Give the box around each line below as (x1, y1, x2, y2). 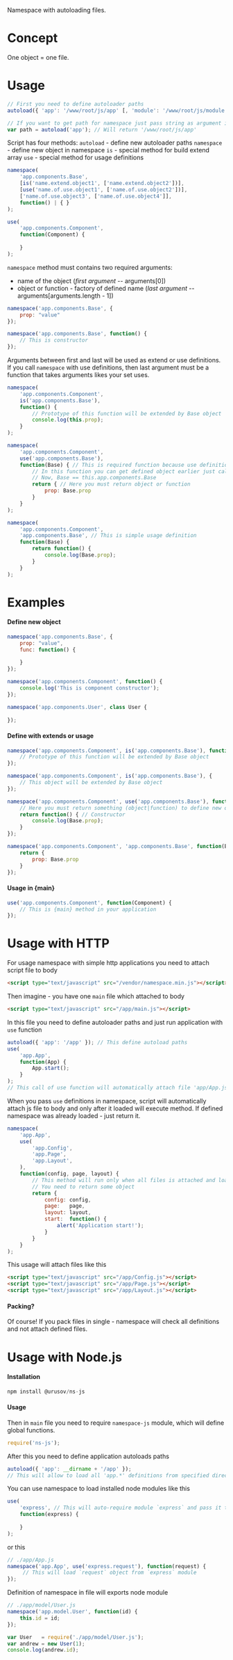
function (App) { (19, 1058, 67, 1065)
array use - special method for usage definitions (7, 153, 144, 162)
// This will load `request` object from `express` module (22, 1569, 197, 1577)
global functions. (7, 1426, 55, 1434)
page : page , (44, 1203, 85, 1210)
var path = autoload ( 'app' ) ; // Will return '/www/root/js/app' (7, 126, 197, 133)
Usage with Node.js (7, 1349, 123, 1365)
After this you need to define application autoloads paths (7, 1452, 170, 1460)
